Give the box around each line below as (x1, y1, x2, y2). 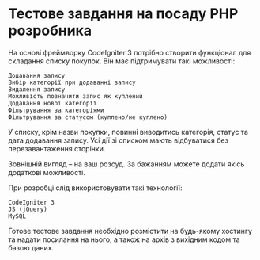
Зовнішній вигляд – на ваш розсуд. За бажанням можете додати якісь (8, 159, 245, 169)
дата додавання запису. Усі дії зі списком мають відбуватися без (8, 136, 229, 145)
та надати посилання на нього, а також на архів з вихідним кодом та (8, 235, 240, 244)
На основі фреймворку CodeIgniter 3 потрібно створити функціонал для (8, 48, 251, 57)
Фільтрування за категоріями (8, 106, 104, 114)
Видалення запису (8, 85, 66, 94)
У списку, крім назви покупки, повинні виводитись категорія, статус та (8, 127, 249, 136)
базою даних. (8, 243, 54, 252)
